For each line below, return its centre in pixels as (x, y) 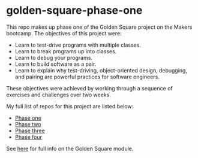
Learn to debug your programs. (54, 57)
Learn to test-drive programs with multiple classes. (78, 45)
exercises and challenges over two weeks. (58, 95)
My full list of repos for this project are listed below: (70, 106)
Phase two (28, 124)
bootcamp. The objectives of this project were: (64, 33)
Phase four (28, 137)
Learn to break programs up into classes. (66, 51)
